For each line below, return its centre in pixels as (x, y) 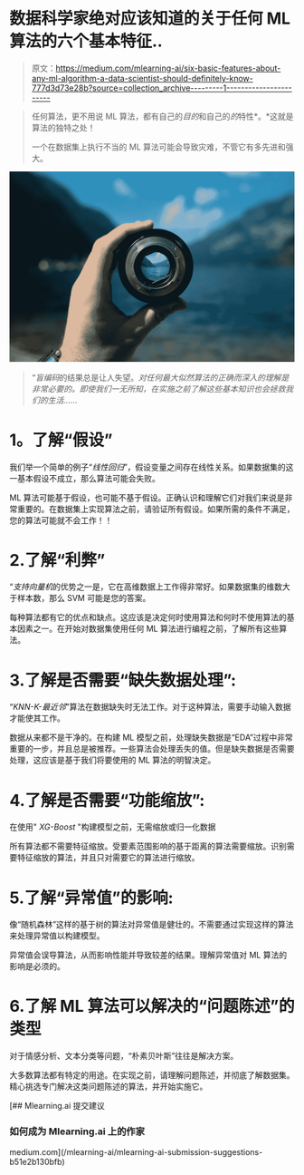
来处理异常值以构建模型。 (57, 936)
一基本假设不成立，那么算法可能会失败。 (85, 478)
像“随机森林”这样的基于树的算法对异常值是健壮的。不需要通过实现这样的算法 (152, 925)
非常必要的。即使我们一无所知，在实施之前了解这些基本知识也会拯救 (158, 388)
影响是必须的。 (37, 966)
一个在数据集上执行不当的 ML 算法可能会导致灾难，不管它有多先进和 (159, 147)
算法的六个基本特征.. (86, 41)
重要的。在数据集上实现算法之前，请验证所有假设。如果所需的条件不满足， (156, 509)
